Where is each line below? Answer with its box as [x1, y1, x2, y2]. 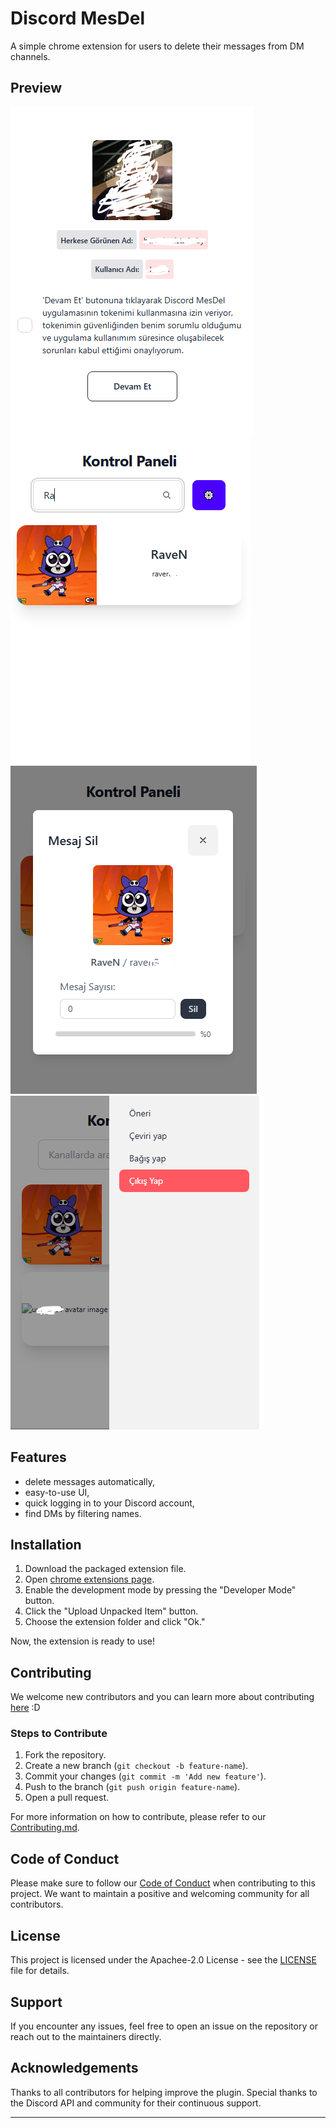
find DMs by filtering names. [24, 1507, 142, 1519]
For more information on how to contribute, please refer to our [10, 1811, 267, 1823]
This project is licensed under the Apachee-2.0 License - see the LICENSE [10, 1954, 317, 1966]
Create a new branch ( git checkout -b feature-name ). [24, 1760, 249, 1772]
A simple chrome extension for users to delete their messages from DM [10, 40, 305, 52]
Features [10, 1449, 67, 1466]
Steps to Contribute [10, 1727, 108, 1741]
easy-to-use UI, [24, 1486, 90, 1498]
